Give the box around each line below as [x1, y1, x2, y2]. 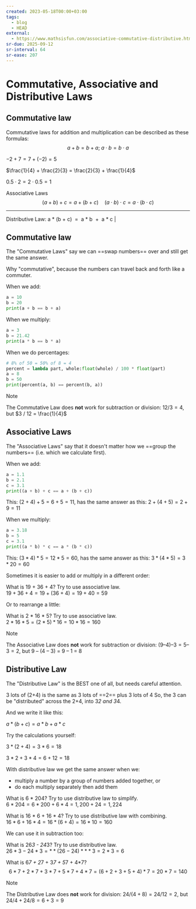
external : [6, 30, 30, 36]
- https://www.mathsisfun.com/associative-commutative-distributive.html [11, 36, 194, 42]
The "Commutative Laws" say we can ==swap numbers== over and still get [6, 248, 188, 255]
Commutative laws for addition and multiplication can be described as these [6, 128, 189, 135]
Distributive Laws [6, 90, 93, 103]
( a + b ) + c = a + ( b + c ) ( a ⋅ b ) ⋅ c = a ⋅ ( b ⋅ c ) [41, 199, 155, 206]
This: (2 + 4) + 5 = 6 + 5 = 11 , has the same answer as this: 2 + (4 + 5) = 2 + [6, 499, 188, 506]
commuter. [6, 272, 32, 279]
